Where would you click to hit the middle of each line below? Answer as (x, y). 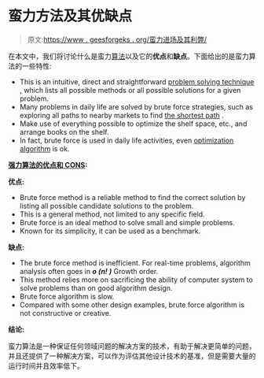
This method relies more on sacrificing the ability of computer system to (136, 280)
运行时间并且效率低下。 (46, 365)
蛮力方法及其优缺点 (70, 16)
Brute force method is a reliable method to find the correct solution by (132, 197)
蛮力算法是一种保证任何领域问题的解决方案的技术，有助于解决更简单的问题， (132, 346)
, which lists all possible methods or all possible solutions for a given (130, 90)
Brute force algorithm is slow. (67, 296)
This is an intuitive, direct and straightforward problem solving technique (137, 82)
